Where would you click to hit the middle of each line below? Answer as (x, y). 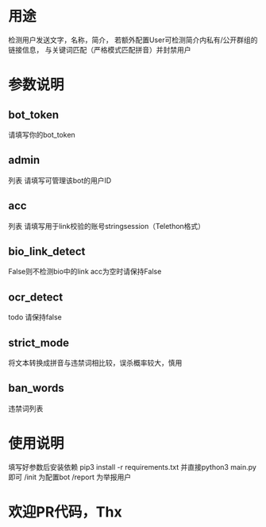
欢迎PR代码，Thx (65, 511)
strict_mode (39, 343)
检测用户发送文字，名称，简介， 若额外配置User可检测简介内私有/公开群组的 (133, 40)
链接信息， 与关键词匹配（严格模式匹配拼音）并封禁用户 (100, 49)
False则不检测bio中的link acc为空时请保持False (85, 272)
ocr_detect (36, 297)
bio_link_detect (47, 251)
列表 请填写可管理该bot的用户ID (60, 180)
